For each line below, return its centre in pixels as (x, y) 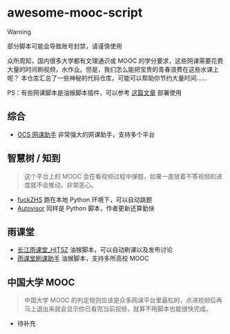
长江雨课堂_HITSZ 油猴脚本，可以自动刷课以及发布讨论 (95, 250)
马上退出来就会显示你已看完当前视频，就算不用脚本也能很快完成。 (118, 309)
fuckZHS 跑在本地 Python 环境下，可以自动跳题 (85, 199)
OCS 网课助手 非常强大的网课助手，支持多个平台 (86, 134)
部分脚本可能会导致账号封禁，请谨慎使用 (65, 46)
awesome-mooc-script (75, 13)
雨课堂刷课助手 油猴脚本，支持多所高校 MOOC (83, 258)
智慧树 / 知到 (34, 158)
